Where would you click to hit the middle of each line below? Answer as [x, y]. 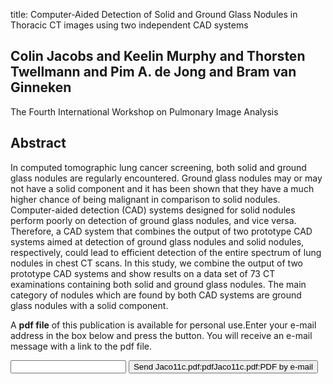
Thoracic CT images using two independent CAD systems [129, 25]
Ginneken [41, 87]
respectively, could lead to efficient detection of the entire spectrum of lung [166, 252]
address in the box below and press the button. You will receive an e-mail [161, 335]
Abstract [38, 143]
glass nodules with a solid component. [89, 305]
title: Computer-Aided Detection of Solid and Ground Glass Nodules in [154, 14]
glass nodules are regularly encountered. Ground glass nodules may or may [166, 178]
